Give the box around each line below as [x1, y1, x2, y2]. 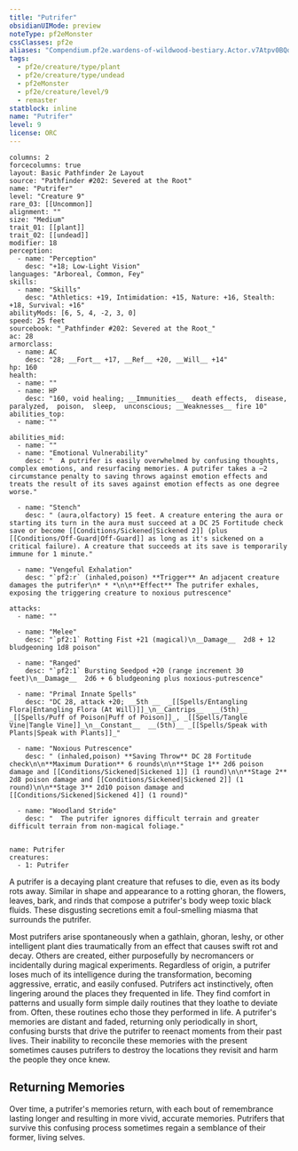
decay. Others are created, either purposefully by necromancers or [9, 950, 255, 961]
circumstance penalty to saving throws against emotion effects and [9, 472, 268, 481]
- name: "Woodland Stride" [17, 806, 117, 815]
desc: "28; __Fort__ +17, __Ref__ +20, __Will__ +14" [25, 355, 228, 364]
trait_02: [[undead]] [9, 230, 90, 240]
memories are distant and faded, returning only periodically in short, [9, 1016, 259, 1027]
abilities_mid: [9, 433, 66, 442]
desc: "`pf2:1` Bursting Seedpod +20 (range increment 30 [25, 666, 244, 675]
